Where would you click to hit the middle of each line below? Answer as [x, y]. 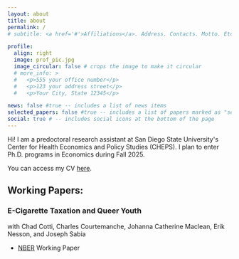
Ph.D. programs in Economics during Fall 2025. [76, 154]
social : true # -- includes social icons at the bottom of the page [111, 119]
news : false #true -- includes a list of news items [87, 106]
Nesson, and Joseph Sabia [47, 234]
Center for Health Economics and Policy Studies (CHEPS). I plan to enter [113, 147]
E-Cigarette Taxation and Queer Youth [75, 211]
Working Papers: [46, 190]
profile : [20, 47]
